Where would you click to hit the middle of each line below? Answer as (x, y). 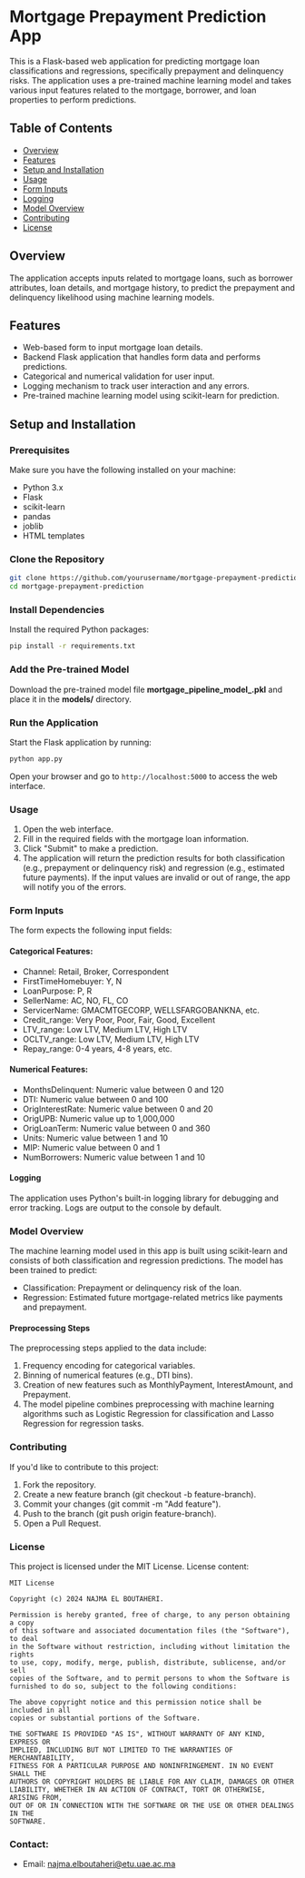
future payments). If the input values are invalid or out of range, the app (156, 877)
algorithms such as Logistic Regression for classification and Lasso (148, 1414)
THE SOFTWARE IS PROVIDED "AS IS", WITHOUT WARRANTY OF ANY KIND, (138, 1735)
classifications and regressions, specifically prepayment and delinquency (147, 71)
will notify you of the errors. (74, 887)
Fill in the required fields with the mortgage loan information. (136, 839)
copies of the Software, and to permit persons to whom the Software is (150, 1679)
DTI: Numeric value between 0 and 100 (95, 1099)
